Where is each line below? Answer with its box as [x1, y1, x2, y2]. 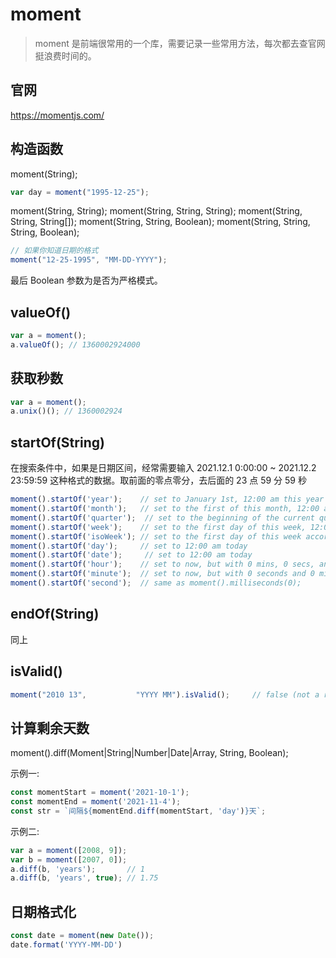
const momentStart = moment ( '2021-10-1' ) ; [10, 788, 190, 798]
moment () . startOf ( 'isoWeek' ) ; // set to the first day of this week [10, 531, 302, 542]
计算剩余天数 [10, 719, 90, 737]
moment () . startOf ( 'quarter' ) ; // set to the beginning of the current [10, 513, 315, 523]
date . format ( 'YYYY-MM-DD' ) [10, 940, 123, 950]
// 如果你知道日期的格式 [10, 246, 99, 256]
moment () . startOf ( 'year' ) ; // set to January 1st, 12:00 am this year [10, 494, 325, 505]
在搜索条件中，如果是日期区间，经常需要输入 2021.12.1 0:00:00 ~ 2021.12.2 [10, 462, 317, 474]
